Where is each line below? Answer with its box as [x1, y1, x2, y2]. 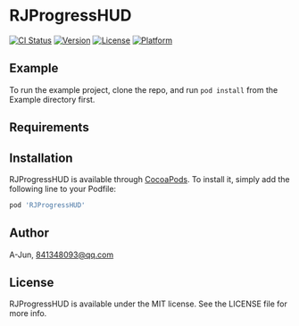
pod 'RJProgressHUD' [9, 200, 87, 210]
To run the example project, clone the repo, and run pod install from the [9, 84, 278, 95]
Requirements [9, 120, 89, 135]
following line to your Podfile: [9, 183, 117, 194]
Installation [9, 150, 73, 165]
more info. [9, 308, 47, 319]
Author [9, 225, 49, 241]
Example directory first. [9, 94, 96, 104]
